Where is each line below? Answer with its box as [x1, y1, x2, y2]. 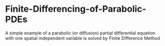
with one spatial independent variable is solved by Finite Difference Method [5, 35, 161, 41]
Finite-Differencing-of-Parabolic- [5, 3, 147, 15]
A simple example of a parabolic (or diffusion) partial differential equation [5, 30, 156, 36]
